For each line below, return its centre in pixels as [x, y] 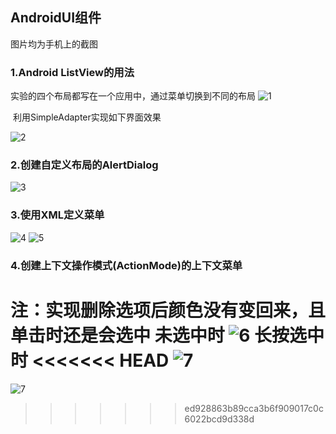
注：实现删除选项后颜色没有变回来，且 [168, 310]
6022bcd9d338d [219, 419]
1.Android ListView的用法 [72, 72]
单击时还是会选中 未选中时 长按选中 [167, 335]
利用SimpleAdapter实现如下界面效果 [87, 117]
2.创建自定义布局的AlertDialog [84, 165]
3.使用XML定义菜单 [57, 215]
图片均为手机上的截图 [54, 44]
